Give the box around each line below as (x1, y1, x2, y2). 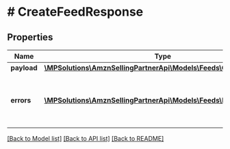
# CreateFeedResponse (7, 4, 144, 20)
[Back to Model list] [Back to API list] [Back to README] (7, 135, 164, 142)
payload (10, 63, 38, 72)
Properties (7, 31, 53, 43)
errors (10, 96, 31, 105)
